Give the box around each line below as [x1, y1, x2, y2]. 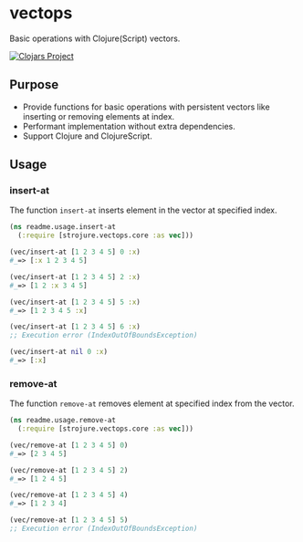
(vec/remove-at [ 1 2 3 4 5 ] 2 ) [9, 465, 129, 474]
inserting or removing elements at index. [22, 110, 175, 121]
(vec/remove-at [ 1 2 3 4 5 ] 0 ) [9, 441, 129, 450]
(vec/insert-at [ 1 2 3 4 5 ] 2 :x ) [9, 272, 141, 281]
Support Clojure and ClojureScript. [22, 130, 152, 141]
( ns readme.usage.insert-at [9, 223, 117, 232]
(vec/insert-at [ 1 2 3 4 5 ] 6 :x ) [9, 322, 141, 331]
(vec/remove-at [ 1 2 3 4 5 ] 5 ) [9, 516, 129, 525]
